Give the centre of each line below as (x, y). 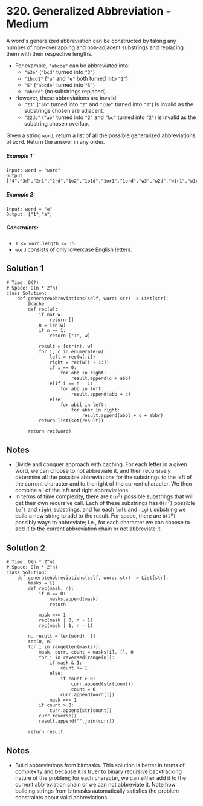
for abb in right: (83, 373)
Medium (27, 24)
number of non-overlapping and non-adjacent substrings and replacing (95, 47)
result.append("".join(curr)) (76, 721)
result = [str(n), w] (66, 346)
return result (46, 732)
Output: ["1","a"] (29, 214)
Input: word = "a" (29, 209)
